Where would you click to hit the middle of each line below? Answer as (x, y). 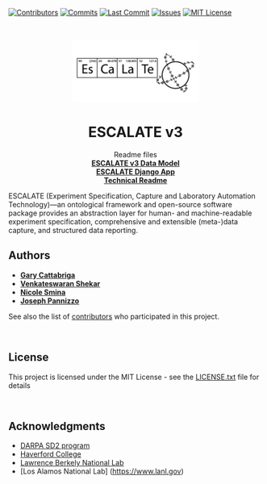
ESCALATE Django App (136, 171)
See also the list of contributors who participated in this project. (114, 316)
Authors (29, 255)
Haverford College (51, 454)
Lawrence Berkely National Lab (72, 463)
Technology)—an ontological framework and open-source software (120, 204)
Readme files (136, 154)
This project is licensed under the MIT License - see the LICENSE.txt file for (134, 377)
